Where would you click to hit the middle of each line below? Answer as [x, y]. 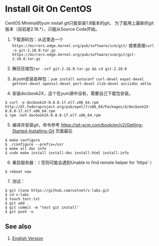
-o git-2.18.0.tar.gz [34, 50]
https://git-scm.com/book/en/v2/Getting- [102, 125]
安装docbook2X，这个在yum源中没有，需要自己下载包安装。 [72, 93]
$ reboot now [18, 172]
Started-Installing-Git [33, 131]
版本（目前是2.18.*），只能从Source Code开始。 [52, 29]
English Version [28, 238]
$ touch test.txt [23, 199]
